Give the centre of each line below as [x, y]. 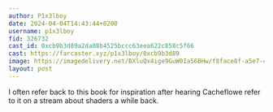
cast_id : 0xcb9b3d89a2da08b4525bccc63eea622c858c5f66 [102, 46]
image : [19, 62]
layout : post [30, 69]
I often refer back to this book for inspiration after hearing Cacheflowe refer [134, 92]
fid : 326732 [28, 39]
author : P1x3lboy [38, 16]
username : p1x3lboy [41, 31]
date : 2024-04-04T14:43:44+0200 [63, 24]
